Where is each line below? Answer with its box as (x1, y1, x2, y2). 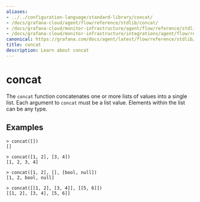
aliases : (6, 8, 28, 15)
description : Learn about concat (6, 48, 89, 53)
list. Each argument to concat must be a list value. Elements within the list (6, 99, 186, 106)
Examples (6, 122, 43, 132)
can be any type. (6, 105, 48, 112)
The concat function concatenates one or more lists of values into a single (6, 93, 187, 100)
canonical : (6, 36, 33, 42)
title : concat (6, 42, 42, 48)
